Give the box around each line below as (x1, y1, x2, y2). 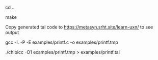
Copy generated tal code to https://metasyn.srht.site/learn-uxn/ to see (5, 24, 153, 30)
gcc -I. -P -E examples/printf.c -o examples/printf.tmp (5, 39, 118, 45)
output (5, 29, 19, 35)
